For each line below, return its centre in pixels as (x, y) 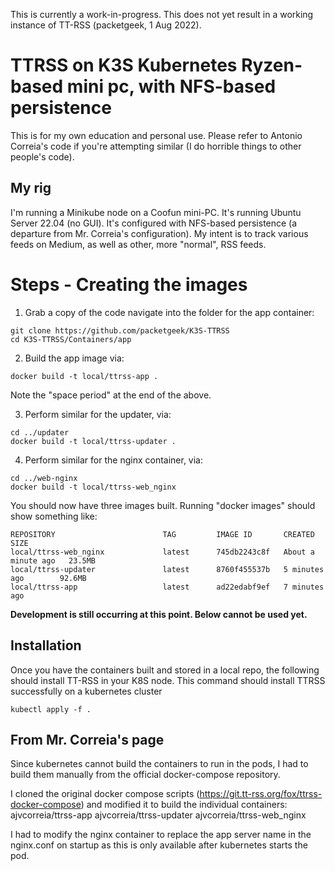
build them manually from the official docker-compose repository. (145, 775)
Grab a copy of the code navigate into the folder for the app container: (169, 312)
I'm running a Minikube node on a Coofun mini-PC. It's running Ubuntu (156, 212)
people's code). (42, 156)
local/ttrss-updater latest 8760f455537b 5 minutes (167, 569)
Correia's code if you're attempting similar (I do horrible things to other (156, 146)
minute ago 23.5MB (53, 560)
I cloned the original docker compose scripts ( (105, 794)
